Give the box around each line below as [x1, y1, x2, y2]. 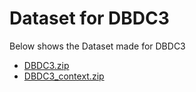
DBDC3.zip [23, 59, 70, 71]
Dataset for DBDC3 [9, 7, 170, 30]
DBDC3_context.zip [23, 70, 105, 82]
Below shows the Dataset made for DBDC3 [9, 40, 186, 52]
